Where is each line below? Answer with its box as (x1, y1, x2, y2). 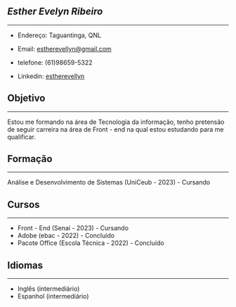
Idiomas (7, 259, 44, 271)
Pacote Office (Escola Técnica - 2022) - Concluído (17, 239, 164, 247)
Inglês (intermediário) (17, 284, 80, 293)
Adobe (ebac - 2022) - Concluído (17, 232, 114, 240)
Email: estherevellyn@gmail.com (17, 44, 112, 53)
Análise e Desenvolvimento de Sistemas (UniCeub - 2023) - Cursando (7, 178, 211, 187)
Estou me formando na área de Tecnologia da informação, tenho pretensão (7, 118, 225, 126)
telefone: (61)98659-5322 (17, 58, 93, 66)
